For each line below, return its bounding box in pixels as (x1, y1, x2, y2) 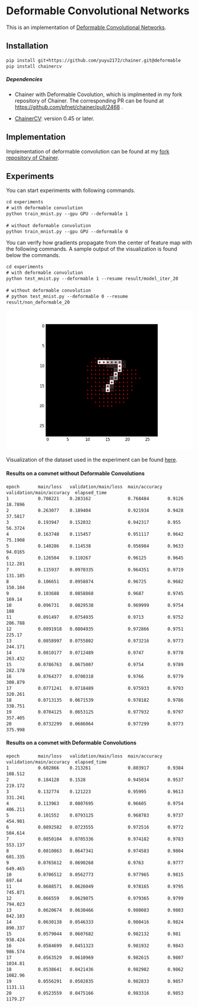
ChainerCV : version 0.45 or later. (14, 114, 95, 122)
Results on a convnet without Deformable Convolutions (6, 469, 145, 477)
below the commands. (6, 252, 60, 259)
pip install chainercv (6, 63, 62, 69)
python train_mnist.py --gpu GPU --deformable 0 (6, 229, 128, 235)
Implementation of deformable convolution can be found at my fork (6, 148, 170, 155)
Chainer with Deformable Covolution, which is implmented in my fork (14, 91, 182, 98)
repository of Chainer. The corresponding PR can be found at (14, 97, 164, 104)
